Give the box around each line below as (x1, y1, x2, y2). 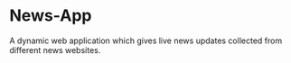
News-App (9, 5, 92, 26)
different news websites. (9, 44, 101, 55)
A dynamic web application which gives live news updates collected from (9, 35, 283, 46)
